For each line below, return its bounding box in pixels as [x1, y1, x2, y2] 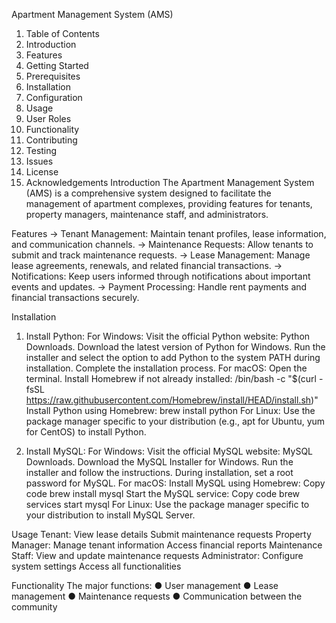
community [11, 601, 58, 613]
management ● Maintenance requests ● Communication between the [11, 590, 303, 602]
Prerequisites [25, 70, 81, 82]
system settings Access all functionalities [11, 560, 182, 572]
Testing [25, 145, 58, 156]
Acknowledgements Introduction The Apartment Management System [25, 177, 315, 188]
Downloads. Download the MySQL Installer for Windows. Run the [25, 456, 294, 468]
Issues [25, 155, 54, 167]
